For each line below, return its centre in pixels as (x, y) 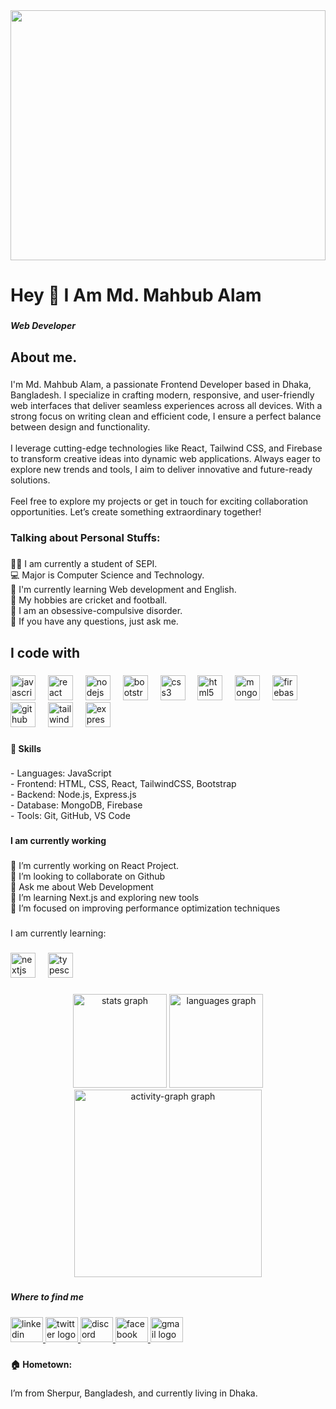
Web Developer (43, 326)
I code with (45, 652)
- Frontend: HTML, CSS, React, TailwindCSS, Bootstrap (123, 784)
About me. (44, 357)
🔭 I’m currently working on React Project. (95, 866)
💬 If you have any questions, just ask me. (94, 621)
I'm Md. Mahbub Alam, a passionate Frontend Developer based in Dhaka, (161, 385)
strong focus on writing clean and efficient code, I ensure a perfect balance (166, 416)
